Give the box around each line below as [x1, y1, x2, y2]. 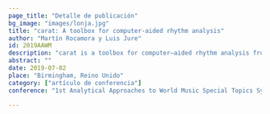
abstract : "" [8, 57, 52, 65]
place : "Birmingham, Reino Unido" [8, 71, 125, 79]
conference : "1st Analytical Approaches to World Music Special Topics [8, 86, 253, 95]
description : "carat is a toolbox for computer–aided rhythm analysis [8, 49, 250, 57]
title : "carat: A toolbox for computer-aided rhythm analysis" [8, 26, 225, 35]
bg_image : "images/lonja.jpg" [8, 19, 110, 27]
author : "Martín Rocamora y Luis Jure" [8, 34, 142, 43]
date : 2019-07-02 [8, 64, 67, 72]
